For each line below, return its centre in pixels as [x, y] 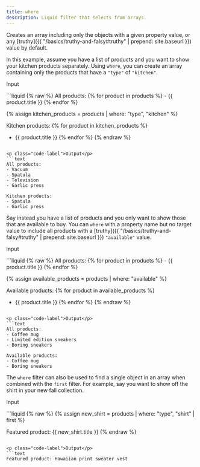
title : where [23, 12]
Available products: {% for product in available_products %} [81, 290]
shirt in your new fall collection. [45, 390]
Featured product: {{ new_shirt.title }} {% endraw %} [71, 432]
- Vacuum [17, 169]
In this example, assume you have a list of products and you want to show [98, 59]
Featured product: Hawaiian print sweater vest [67, 459]
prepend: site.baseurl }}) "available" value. [97, 237]
